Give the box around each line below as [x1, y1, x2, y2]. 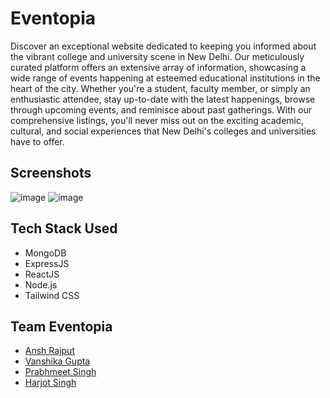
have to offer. [10, 135, 65, 147]
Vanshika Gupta [24, 355, 91, 367]
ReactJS [24, 268, 60, 280]
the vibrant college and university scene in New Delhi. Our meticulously [10, 50, 305, 62]
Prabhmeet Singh [24, 366, 97, 378]
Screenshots [10, 165, 92, 182]
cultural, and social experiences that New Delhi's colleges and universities [10, 125, 317, 137]
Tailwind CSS [24, 289, 80, 301]
